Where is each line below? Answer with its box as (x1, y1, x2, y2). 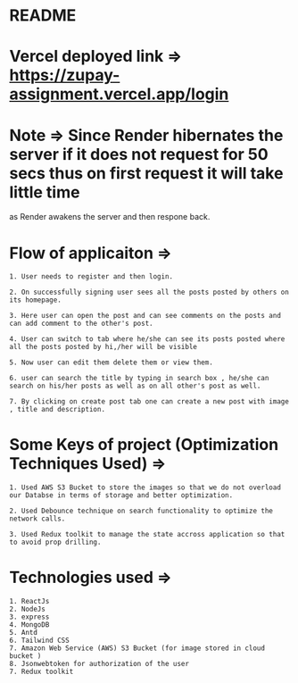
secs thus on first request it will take (9, 162, 284, 183)
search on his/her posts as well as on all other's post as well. (9, 381, 261, 391)
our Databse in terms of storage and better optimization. (9, 491, 234, 500)
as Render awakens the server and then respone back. (9, 212, 211, 222)
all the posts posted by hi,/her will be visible (9, 343, 198, 352)
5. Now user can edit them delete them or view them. (9, 358, 214, 367)
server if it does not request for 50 (9, 144, 269, 164)
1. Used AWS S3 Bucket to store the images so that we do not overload (9, 483, 281, 492)
